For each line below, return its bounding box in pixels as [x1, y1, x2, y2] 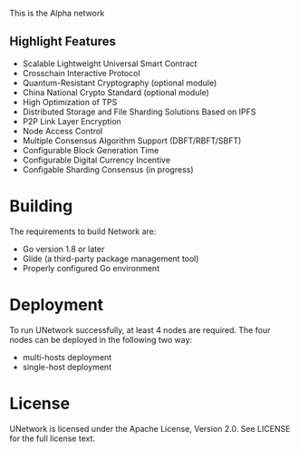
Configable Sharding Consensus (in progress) [22, 163, 194, 175]
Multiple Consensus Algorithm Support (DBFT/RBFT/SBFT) [22, 135, 242, 146]
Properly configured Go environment [22, 262, 160, 273]
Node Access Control [22, 125, 103, 136]
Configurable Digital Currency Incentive [22, 154, 170, 165]
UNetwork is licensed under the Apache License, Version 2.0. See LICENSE [9, 423, 291, 434]
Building [9, 196, 73, 216]
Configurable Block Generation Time [22, 144, 159, 155]
